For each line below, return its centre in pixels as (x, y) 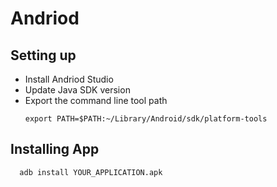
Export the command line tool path (96, 100)
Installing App (55, 149)
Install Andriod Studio (69, 79)
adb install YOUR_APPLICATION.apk (91, 172)
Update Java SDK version (77, 90)
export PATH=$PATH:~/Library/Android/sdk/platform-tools (146, 119)
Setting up (43, 55)
